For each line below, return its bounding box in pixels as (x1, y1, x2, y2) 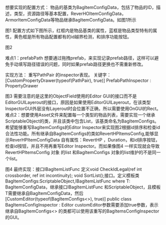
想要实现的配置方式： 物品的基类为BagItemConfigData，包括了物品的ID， (5, 4, 156, 10)
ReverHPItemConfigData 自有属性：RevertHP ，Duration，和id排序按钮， (9, 137, 160, 142)
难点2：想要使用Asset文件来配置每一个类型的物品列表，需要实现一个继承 (5, 112, 155, 117)
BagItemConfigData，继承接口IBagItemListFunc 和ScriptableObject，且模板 (5, 184, 161, 190)
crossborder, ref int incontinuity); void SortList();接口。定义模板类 (5, 172, 140, 178)
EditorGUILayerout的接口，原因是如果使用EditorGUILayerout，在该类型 (5, 99, 151, 105)
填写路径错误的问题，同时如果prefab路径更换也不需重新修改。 (18, 61, 146, 67)
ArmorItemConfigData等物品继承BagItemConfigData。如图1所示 (5, 17, 136, 22)
